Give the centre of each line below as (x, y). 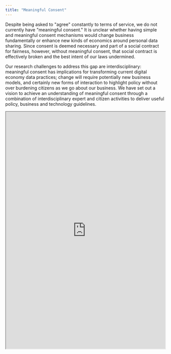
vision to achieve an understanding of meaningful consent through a (76, 93)
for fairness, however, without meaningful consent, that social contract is (81, 51)
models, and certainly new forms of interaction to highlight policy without (81, 82)
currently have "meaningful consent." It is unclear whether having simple (81, 30)
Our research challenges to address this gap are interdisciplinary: (73, 66)
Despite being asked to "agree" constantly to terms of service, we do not (81, 24)
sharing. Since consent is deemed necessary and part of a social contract (82, 46)
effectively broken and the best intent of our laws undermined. (70, 57)
